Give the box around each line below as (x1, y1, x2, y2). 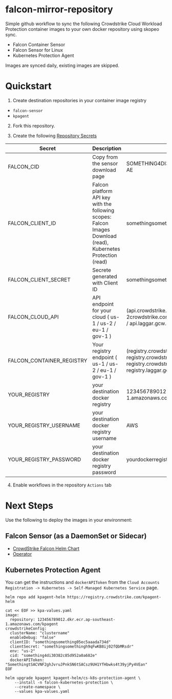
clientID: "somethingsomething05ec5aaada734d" (10, 639, 111, 645)
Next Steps (5, 500, 54, 512)
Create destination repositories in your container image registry (12, 97, 147, 103)
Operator (12, 551, 32, 557)
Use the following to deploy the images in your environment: (5, 517, 133, 523)
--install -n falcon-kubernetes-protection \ (14, 680, 114, 685)
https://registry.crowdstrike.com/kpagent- (67, 595, 161, 600)
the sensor (92, 160, 118, 167)
